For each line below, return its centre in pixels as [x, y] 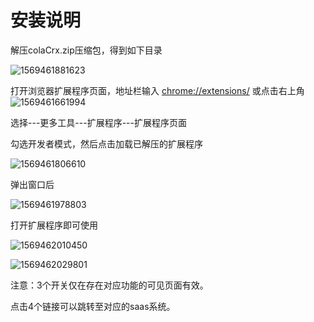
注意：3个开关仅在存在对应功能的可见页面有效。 [109, 285]
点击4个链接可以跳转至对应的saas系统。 [93, 306]
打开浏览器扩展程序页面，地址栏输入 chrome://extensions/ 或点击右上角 [157, 90]
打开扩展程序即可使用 [54, 225]
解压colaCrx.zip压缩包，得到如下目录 [86, 50]
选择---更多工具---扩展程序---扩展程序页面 [98, 122]
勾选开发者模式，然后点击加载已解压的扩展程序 [106, 143]
